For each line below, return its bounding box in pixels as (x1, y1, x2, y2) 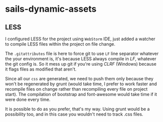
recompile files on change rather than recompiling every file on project (5, 86, 148, 92)
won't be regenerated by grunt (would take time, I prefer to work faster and (5, 81, 157, 87)
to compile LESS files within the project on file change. (5, 41, 115, 47)
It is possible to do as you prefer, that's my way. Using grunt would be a (5, 106, 150, 112)
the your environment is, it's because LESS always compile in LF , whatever (5, 56, 157, 62)
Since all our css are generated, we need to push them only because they (5, 76, 154, 81)
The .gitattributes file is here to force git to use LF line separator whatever (5, 50, 159, 56)
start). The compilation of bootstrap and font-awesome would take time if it (5, 92, 157, 97)
